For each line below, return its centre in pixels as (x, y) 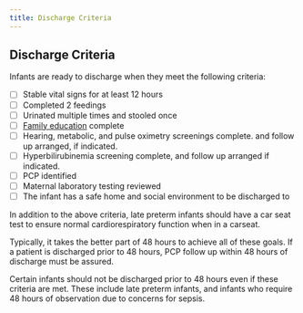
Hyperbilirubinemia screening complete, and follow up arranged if (146, 155)
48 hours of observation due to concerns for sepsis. (107, 298)
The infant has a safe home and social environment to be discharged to (156, 196)
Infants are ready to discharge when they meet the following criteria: (138, 77)
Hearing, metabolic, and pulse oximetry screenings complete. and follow (158, 136)
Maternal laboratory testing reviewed (92, 186)
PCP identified (50, 175)
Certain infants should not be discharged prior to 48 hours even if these (144, 279)
